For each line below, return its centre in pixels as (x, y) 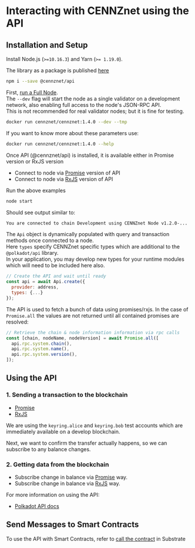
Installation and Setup (47, 45)
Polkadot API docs (37, 506)
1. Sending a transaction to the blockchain (67, 395)
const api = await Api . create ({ (46, 282)
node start (19, 201)
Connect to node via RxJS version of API (64, 179)
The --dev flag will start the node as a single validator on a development (93, 99)
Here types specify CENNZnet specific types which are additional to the (93, 247)
